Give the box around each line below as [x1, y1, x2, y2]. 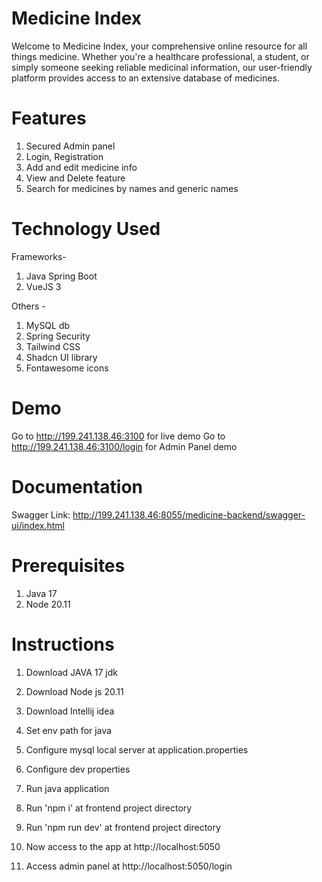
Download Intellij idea [25, 705, 115, 717]
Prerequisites [11, 554, 126, 577]
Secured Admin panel [25, 140, 116, 152]
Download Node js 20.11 [25, 685, 124, 697]
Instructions [11, 633, 115, 656]
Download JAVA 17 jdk [25, 666, 118, 678]
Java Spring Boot [25, 270, 98, 282]
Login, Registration [25, 150, 104, 162]
